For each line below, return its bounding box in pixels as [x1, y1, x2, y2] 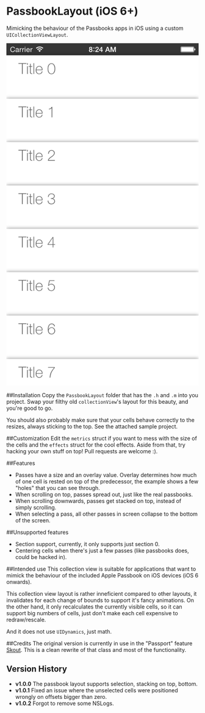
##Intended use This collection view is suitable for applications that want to [6, 565, 196, 572]
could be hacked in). [15, 553, 67, 560]
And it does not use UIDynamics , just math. [6, 627, 112, 635]
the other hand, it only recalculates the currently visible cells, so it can [6, 603, 182, 610]
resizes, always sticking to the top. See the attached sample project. [6, 423, 178, 430]
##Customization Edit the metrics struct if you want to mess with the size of [6, 434, 197, 442]
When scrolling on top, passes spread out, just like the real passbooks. [15, 491, 193, 498]
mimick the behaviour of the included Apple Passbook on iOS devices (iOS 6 [6, 571, 199, 579]
